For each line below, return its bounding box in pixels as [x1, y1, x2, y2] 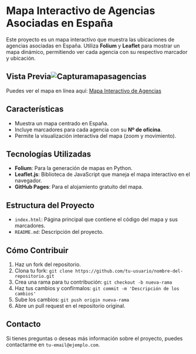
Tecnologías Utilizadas [6, 149, 92, 159]
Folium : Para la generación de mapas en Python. [14, 165, 133, 172]
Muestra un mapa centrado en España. [14, 120, 109, 127]
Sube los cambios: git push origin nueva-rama [14, 296, 129, 303]
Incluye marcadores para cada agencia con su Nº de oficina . [14, 126, 163, 133]
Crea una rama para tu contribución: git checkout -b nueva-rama [14, 278, 173, 285]
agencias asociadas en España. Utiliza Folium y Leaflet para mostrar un [6, 42, 180, 49]
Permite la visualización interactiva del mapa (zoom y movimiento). [14, 132, 177, 139]
